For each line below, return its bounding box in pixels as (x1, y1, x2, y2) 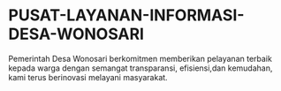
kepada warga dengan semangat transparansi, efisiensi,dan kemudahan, (8, 63, 273, 73)
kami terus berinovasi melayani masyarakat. (8, 72, 169, 82)
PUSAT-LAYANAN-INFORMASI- (8, 5, 245, 26)
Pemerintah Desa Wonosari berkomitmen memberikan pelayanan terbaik (8, 53, 273, 64)
